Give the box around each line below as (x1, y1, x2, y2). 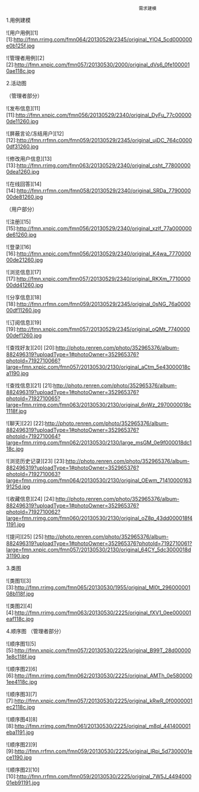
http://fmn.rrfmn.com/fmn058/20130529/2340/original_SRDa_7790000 (17, 187, 191, 194)
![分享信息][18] (6, 294, 41, 301)
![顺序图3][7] (6, 691, 37, 698)
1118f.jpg (6, 408, 27, 414)
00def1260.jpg (6, 332, 42, 339)
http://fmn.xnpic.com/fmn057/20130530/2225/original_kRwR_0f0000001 (14, 697, 192, 704)
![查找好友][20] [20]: (6, 344, 56, 351)
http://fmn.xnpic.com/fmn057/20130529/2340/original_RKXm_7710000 (16, 275, 191, 282)
